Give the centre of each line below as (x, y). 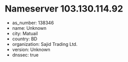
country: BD (25, 39)
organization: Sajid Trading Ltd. (45, 44)
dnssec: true (25, 55)
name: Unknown (29, 28)
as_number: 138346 (33, 23)
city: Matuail (25, 33)
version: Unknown (31, 49)
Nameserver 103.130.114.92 (64, 9)
